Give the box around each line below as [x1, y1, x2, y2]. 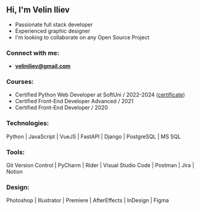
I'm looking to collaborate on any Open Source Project [14, 33, 149, 41]
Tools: [6, 148, 25, 156]
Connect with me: [6, 48, 60, 57]
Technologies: [6, 119, 49, 127]
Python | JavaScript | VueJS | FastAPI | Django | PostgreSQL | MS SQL [6, 133, 181, 140]
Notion [6, 168, 23, 175]
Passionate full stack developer [14, 21, 93, 28]
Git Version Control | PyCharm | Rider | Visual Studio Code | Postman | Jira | [6, 162, 195, 168]
